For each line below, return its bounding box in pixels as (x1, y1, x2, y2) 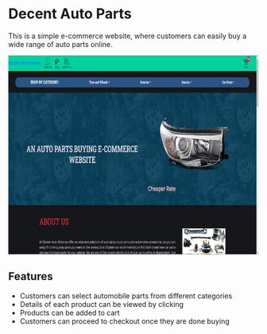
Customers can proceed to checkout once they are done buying (19, 316, 230, 326)
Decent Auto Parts (8, 5, 133, 23)
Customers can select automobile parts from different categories (19, 291, 233, 301)
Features (8, 270, 53, 283)
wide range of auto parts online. (8, 39, 113, 49)
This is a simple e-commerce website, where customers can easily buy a (8, 31, 247, 41)
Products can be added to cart (19, 308, 121, 317)
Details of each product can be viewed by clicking (19, 299, 184, 309)
